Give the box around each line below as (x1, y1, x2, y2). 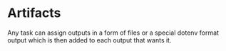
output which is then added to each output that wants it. (7, 35, 172, 44)
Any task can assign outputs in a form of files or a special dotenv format (7, 28, 220, 37)
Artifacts (7, 5, 61, 21)
